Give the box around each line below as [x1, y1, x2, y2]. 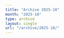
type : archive [5, 16, 35, 21]
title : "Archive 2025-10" [5, 7, 59, 12]
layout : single [5, 21, 37, 26]
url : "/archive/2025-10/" [5, 26, 59, 31]
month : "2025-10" [5, 12, 42, 17]
